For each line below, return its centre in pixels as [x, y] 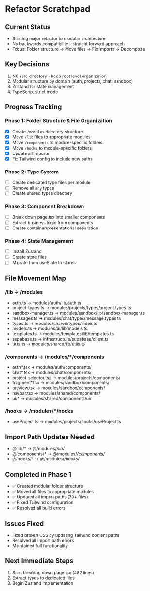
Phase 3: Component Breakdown [45, 207]
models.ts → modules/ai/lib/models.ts [50, 329]
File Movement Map [36, 278]
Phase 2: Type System [32, 172]
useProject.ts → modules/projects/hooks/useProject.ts [67, 421]
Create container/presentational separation [55, 228]
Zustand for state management [43, 86]
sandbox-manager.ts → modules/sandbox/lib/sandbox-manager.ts [78, 313]
